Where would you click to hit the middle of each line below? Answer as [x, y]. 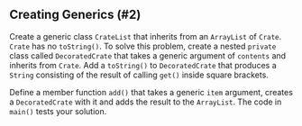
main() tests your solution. [58, 111]
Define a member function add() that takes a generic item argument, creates [151, 92]
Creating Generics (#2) [75, 15]
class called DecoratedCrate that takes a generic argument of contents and [148, 55]
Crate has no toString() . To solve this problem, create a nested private [143, 46]
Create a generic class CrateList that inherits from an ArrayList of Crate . [146, 36]
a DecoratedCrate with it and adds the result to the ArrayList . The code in [146, 102]
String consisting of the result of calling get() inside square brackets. [139, 75]
